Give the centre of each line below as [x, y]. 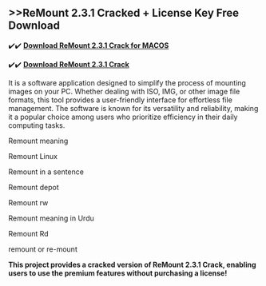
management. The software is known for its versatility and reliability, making [133, 108]
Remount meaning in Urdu [51, 218]
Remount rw [28, 202]
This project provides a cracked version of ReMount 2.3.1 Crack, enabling [132, 264]
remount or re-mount [43, 249]
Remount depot [34, 187]
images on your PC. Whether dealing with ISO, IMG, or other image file [124, 91]
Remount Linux [33, 156]
